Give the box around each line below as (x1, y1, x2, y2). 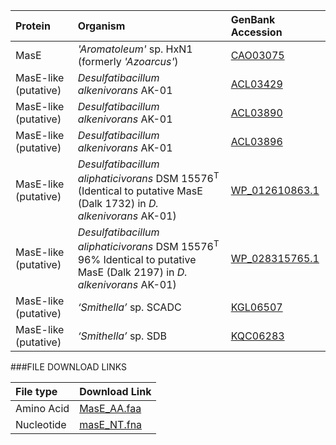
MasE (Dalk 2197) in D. (77, 265, 188, 279)
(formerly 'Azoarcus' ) (77, 55, 179, 68)
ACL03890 (230, 106, 283, 119)
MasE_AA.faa (79, 401, 142, 415)
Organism (77, 19, 126, 33)
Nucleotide (15, 417, 67, 431)
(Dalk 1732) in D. (77, 197, 159, 211)
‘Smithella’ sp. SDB (77, 329, 167, 343)
